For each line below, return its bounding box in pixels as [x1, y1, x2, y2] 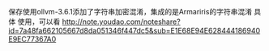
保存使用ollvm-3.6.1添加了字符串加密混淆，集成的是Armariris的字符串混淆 [8, 7, 253, 16]
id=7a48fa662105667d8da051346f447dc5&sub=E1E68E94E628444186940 [8, 26, 261, 35]
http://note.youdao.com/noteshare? [62, 17, 181, 26]
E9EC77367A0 [8, 34, 57, 44]
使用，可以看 [17, 17, 61, 26]
